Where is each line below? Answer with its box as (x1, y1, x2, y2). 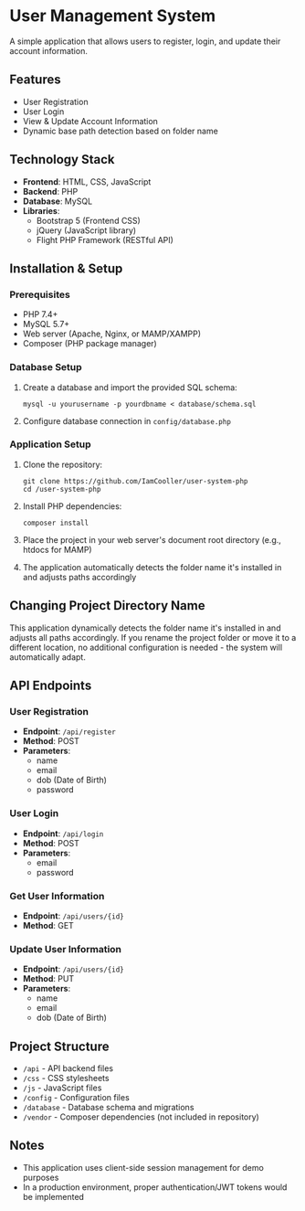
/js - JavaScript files (22, 1082, 102, 1093)
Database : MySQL (22, 196, 93, 207)
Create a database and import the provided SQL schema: (22, 381, 237, 393)
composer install (22, 518, 89, 527)
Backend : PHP (22, 186, 79, 197)
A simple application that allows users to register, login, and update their (9, 36, 281, 47)
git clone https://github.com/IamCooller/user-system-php (22, 476, 248, 485)
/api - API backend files (22, 1063, 114, 1074)
